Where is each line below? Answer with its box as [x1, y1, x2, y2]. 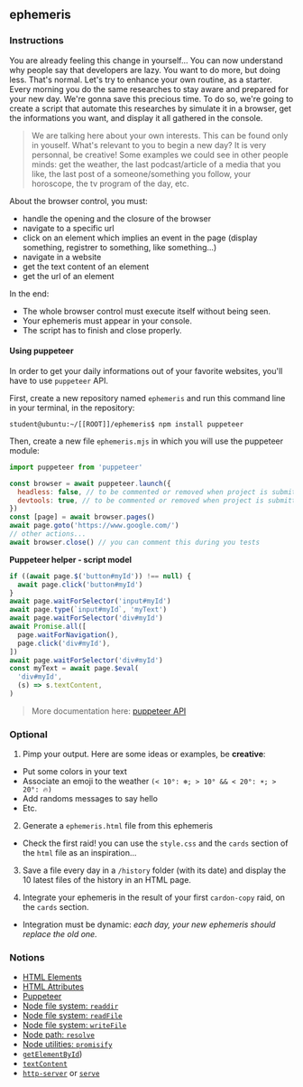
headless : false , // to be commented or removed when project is [17, 487, 269, 496]
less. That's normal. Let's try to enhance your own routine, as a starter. [9, 74, 272, 85]
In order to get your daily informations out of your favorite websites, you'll [9, 365, 283, 376]
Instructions [9, 34, 65, 47]
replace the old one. [22, 929, 97, 940]
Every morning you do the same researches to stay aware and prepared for [9, 83, 289, 94]
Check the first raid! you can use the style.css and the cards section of [22, 838, 289, 848]
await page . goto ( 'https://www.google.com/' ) [9, 521, 179, 530]
